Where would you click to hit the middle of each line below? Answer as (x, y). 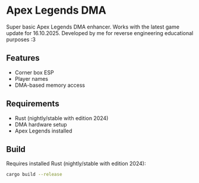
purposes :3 (21, 39)
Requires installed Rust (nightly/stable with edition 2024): (76, 163)
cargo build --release (34, 175)
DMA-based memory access (50, 85)
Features (23, 58)
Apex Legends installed (43, 131)
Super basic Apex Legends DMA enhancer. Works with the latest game (93, 27)
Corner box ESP (34, 72)
